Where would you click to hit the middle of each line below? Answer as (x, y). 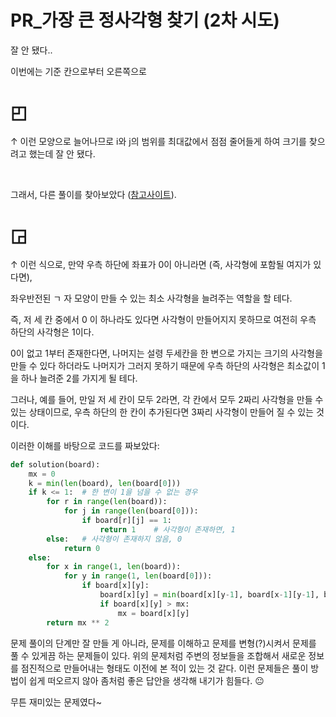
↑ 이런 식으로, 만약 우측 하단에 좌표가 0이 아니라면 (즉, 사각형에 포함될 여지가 (161, 264)
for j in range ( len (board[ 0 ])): (131, 511)
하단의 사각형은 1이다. (52, 332)
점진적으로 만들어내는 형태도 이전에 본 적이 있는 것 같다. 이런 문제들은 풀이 (164, 668)
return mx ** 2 (78, 622)
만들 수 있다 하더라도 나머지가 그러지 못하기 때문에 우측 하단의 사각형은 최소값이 (165, 365)
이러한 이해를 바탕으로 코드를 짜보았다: (85, 445)
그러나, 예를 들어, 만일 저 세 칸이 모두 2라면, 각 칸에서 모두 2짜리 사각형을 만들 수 (167, 399)
